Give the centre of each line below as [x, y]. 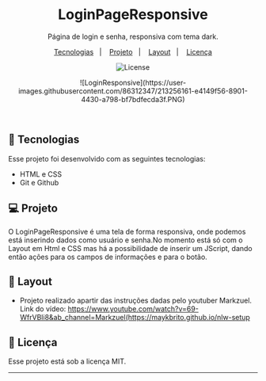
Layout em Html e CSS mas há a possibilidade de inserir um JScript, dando [130, 248]
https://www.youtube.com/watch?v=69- [133, 309]
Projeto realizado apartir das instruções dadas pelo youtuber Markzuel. [135, 301]
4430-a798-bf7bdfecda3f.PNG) [133, 99]
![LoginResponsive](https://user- [133, 82]
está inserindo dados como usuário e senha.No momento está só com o [125, 240]
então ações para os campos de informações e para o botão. [108, 257]
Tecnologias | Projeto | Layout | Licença [133, 51]
